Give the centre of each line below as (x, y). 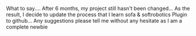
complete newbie (27, 27)
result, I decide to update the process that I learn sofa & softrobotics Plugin (97, 15)
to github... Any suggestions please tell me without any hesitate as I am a (94, 21)
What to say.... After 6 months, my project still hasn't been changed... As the (98, 8)
